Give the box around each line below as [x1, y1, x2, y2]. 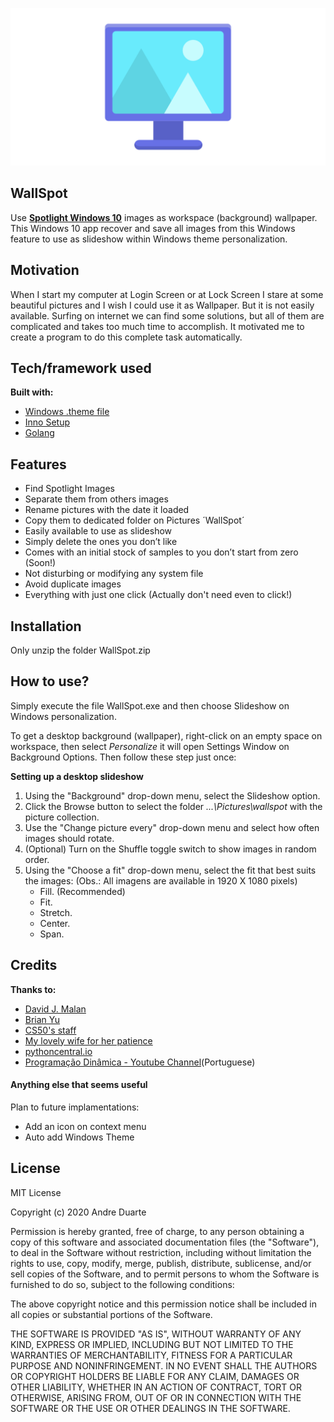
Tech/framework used [10, 360, 152, 377]
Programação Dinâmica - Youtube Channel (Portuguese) [24, 1056, 256, 1068]
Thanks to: [10, 983, 57, 995]
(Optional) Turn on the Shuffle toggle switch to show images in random [24, 843, 317, 855]
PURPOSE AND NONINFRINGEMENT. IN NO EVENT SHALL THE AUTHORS [10, 1359, 318, 1372]
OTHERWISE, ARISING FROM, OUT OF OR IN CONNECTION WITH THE [10, 1391, 302, 1403]
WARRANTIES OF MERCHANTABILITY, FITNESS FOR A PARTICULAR [10, 1349, 293, 1361]
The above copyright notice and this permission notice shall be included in [10, 1298, 317, 1310]
